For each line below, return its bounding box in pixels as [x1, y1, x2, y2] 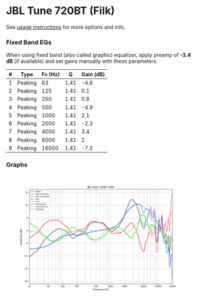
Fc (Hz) [42, 70, 60, 77]
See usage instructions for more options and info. [6, 23, 126, 30]
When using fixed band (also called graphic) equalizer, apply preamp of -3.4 [6, 52, 192, 59]
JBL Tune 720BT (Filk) [6, 4, 116, 18]
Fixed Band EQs [6, 38, 52, 46]
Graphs [6, 161, 28, 169]
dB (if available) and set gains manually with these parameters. [6, 57, 158, 65]
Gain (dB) [81, 70, 106, 77]
